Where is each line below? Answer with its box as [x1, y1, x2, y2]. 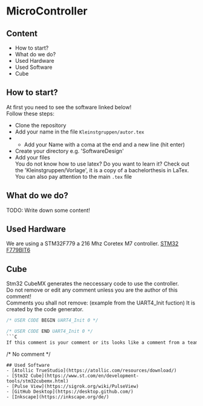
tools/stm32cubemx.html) [6, 378, 69, 384]
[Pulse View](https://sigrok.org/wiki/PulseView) [11, 383, 139, 389]
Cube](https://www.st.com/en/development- [30, 373, 139, 379]
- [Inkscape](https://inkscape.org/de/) [6, 394, 110, 400]
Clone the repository [14, 121, 66, 129]
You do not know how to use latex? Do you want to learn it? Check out [14, 160, 190, 167]
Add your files [14, 153, 50, 161]
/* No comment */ [6, 350, 51, 358]
